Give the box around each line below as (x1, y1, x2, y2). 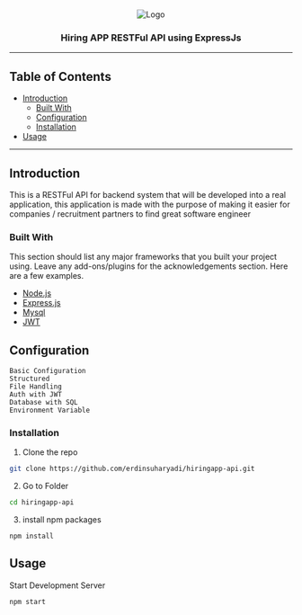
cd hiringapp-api (9, 498, 75, 507)
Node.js (22, 288, 52, 299)
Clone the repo (22, 447, 78, 458)
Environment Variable (9, 406, 91, 415)
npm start (9, 597, 47, 606)
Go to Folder (22, 481, 69, 492)
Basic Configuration (9, 367, 87, 376)
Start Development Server (9, 580, 106, 591)
